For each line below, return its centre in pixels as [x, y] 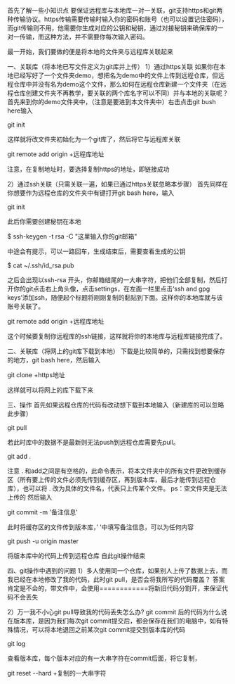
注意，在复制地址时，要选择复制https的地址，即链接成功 [88, 169]
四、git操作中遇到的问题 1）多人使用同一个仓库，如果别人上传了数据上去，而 [117, 571]
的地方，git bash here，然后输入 [54, 360]
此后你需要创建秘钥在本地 [44, 221]
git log [16, 644]
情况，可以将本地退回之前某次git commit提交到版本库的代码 [99, 629]
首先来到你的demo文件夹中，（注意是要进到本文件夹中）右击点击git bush [112, 102]
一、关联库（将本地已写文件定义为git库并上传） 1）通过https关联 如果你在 [113, 66]
